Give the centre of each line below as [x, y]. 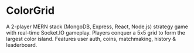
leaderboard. [22, 45]
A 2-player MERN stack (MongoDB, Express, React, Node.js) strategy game [97, 26]
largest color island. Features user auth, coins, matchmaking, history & [91, 39]
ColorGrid [30, 11]
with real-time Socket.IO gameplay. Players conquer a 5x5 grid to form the [96, 32]
